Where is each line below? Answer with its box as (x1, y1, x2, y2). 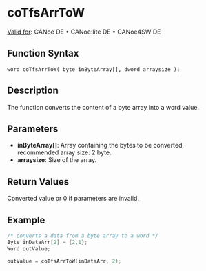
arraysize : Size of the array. (17, 156, 97, 164)
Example (7, 214, 45, 225)
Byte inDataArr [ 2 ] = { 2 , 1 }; (7, 239, 88, 245)
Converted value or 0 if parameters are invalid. (7, 194, 140, 203)
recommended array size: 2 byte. (17, 148, 112, 157)
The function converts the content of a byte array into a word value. (7, 103, 200, 111)
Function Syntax (7, 48, 79, 59)
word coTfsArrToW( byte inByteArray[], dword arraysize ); (7, 66, 181, 73)
